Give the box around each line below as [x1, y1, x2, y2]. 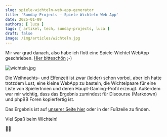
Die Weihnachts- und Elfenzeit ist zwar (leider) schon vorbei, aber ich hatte [5, 75, 162, 81]
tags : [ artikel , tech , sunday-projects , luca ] [5, 26, 110, 31]
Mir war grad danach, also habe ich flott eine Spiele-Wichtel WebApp [5, 49, 149, 56]
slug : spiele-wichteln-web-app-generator [5, 7, 94, 13]
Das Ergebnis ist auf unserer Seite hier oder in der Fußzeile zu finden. [5, 106, 150, 112]
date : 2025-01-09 [5, 17, 42, 22]
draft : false [5, 31, 33, 36]
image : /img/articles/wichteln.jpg [5, 36, 80, 41]
